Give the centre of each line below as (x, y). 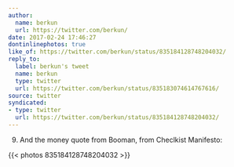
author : (21, 15)
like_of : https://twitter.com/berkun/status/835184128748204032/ (117, 52)
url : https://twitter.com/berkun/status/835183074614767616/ (117, 88)
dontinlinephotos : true (47, 45)
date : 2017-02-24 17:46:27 (52, 37)
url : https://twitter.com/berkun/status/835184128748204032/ (117, 118)
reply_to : (24, 60)
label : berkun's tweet (52, 67)
